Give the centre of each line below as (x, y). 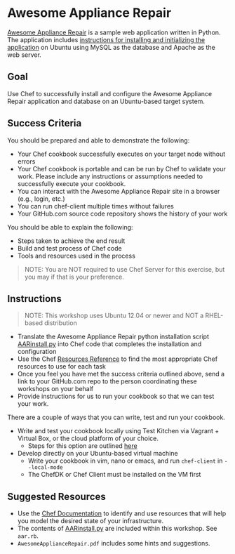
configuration (37, 352)
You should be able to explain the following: (70, 227)
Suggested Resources (57, 496)
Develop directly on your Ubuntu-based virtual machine (98, 454)
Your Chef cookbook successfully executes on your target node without (121, 154)
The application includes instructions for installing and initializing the (106, 39)
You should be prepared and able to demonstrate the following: (99, 140)
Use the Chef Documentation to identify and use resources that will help (122, 513)
